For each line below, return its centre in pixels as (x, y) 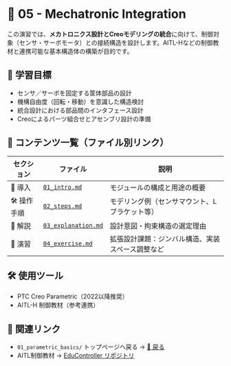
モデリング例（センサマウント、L (163, 201)
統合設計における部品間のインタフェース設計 (80, 110)
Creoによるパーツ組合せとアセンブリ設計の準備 (84, 119)
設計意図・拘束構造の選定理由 (158, 225)
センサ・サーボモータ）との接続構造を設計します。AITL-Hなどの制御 (116, 42)
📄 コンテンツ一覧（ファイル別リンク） (88, 143)
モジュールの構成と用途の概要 (158, 187)
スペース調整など (137, 249)
